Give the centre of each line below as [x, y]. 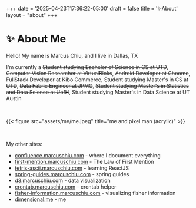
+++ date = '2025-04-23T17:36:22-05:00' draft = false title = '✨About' [92, 9]
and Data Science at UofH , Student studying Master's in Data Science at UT [98, 92]
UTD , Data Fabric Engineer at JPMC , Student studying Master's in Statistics [98, 85]
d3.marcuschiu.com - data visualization [62, 180]
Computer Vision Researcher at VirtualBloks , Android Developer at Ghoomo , [98, 73]
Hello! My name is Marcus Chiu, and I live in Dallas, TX [72, 55]
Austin [14, 98]
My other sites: [24, 144]
